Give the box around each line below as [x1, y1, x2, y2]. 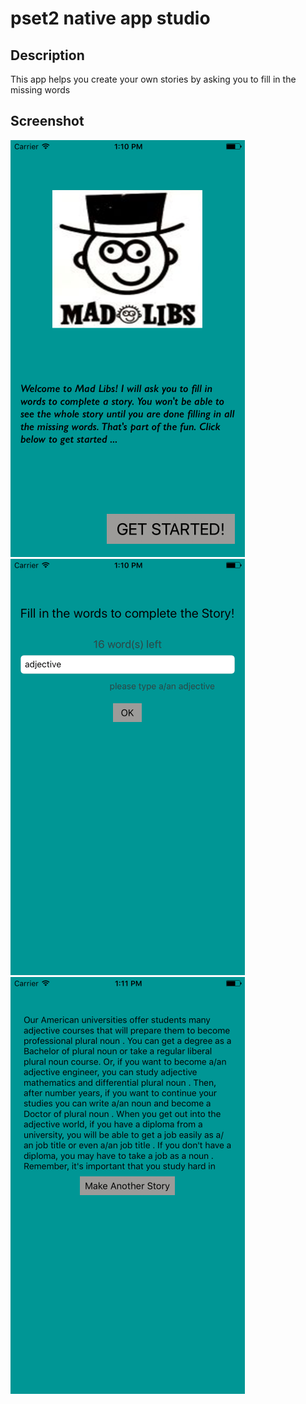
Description [10, 47, 85, 64]
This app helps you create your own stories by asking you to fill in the [10, 73, 297, 85]
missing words [10, 84, 71, 96]
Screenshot [10, 113, 85, 130]
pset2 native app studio [10, 7, 211, 30]
